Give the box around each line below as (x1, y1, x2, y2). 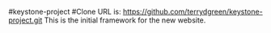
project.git (8, 15, 43, 25)
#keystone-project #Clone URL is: (8, 7, 121, 16)
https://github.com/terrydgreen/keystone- (122, 7, 263, 16)
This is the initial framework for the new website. (44, 15, 206, 25)
